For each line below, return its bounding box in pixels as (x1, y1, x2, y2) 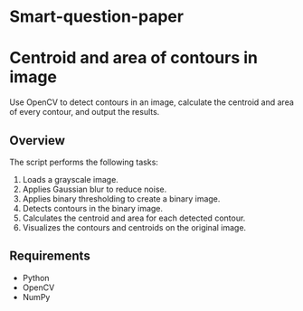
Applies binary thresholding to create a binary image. (22, 193, 221, 204)
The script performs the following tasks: (9, 156, 158, 167)
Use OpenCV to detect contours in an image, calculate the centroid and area (9, 97, 294, 108)
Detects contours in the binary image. (22, 203, 164, 213)
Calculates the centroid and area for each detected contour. (22, 212, 246, 223)
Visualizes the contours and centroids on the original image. (22, 221, 247, 232)
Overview (9, 133, 66, 148)
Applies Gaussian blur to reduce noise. (22, 184, 167, 194)
